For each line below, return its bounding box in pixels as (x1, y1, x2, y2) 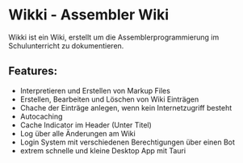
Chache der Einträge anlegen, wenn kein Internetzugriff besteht (19, 102, 233, 112)
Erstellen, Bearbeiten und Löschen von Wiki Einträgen (19, 94, 199, 104)
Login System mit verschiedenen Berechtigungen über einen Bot (19, 137, 236, 147)
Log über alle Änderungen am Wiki (19, 128, 136, 138)
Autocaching (19, 111, 63, 121)
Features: (8, 65, 58, 78)
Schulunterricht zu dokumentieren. (8, 40, 124, 50)
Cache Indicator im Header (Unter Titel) (19, 119, 152, 130)
